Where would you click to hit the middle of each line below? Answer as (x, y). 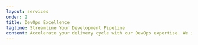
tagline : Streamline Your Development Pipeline (66, 28)
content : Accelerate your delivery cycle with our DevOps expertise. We (97, 33)
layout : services (27, 11)
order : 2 (17, 17)
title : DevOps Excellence (38, 22)
